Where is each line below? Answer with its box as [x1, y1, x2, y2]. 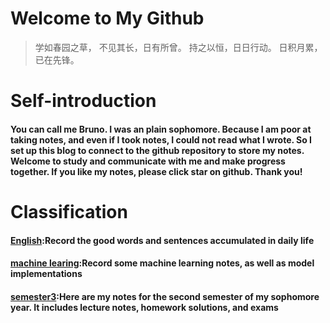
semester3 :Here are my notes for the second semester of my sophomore [10, 290, 320, 302]
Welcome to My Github [10, 7, 205, 30]
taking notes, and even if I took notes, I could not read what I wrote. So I [10, 133, 313, 146]
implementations [10, 268, 83, 280]
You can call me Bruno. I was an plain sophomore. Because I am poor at [10, 123, 312, 135]
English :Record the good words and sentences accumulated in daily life [10, 234, 315, 246]
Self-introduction [10, 90, 157, 112]
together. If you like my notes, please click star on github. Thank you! [10, 165, 303, 177]
